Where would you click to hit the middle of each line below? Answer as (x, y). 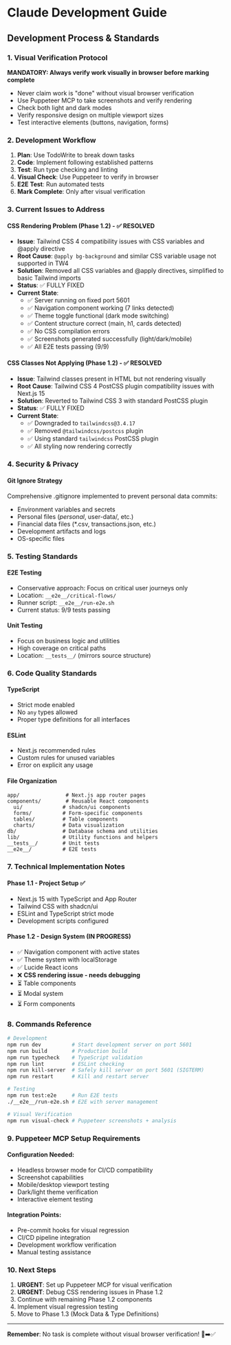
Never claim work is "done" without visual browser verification (106, 93)
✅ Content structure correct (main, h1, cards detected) (104, 324)
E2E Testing (25, 573)
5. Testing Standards (43, 556)
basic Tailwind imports (49, 278)
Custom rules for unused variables (66, 758)
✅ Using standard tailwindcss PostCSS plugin (93, 438)
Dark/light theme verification (57, 1192)
